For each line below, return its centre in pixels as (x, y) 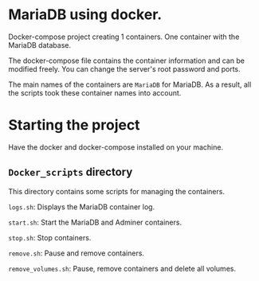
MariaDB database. (40, 45)
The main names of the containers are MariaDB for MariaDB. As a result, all (130, 84)
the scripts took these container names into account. (95, 92)
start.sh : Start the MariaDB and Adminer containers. (95, 222)
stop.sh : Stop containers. (50, 237)
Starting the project (75, 125)
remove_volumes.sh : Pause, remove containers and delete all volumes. (122, 268)
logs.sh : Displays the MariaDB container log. (82, 207)
